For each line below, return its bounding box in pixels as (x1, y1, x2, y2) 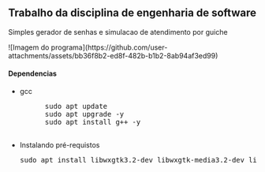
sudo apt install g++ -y (44, 118, 141, 127)
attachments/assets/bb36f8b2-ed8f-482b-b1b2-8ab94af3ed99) (8, 50, 218, 60)
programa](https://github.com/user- (50, 43, 168, 52)
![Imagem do (8, 43, 50, 52)
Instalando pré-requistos (19, 140, 100, 150)
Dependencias (8, 69, 58, 78)
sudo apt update (44, 102, 108, 111)
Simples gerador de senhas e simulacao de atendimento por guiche (8, 27, 228, 36)
